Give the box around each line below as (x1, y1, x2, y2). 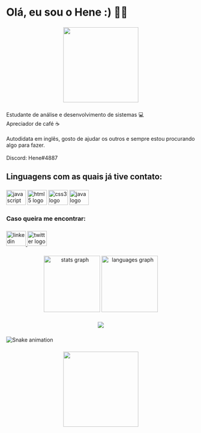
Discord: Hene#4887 (6, 155, 58, 162)
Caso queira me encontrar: (6, 215, 86, 223)
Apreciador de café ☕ (6, 120, 60, 127)
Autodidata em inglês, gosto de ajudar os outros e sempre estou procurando (6, 135, 195, 143)
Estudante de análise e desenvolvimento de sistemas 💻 (6, 111, 144, 118)
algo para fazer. (6, 141, 45, 149)
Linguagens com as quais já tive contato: (6, 171, 163, 182)
